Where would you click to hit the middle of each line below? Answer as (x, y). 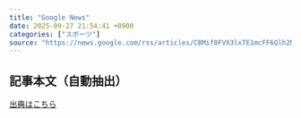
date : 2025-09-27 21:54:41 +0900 (72, 26)
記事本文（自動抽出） (68, 81)
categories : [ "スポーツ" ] (55, 34)
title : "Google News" (50, 17)
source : (24, 42)
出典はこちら (33, 105)
